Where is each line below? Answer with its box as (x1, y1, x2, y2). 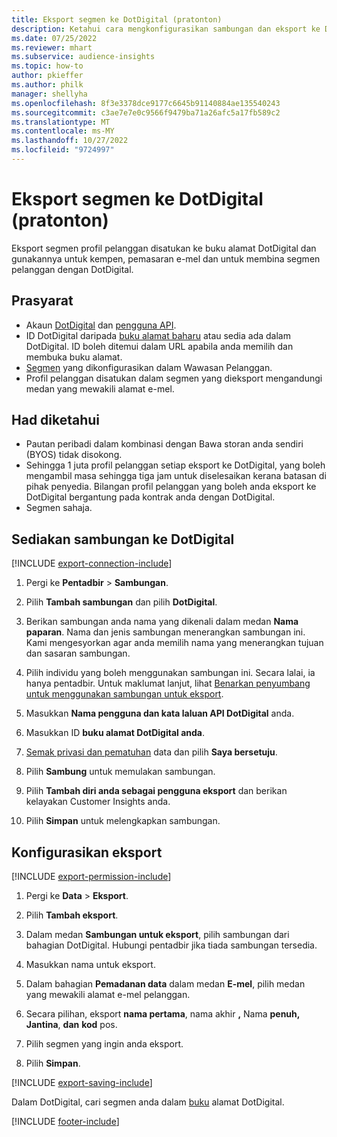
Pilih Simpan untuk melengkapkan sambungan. (25, 815, 221, 827)
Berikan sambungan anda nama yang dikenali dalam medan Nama (25, 616, 299, 628)
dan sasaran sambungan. (25, 647, 131, 660)
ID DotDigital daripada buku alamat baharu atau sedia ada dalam (25, 329, 291, 341)
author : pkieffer (11, 71, 84, 81)
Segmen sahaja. (25, 502, 93, 514)
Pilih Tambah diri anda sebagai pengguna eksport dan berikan (25, 785, 288, 797)
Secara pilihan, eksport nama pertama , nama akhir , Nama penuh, (25, 1008, 301, 1020)
